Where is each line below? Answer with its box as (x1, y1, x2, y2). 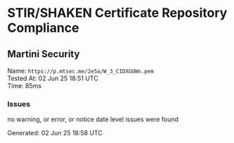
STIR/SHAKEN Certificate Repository (7, 5, 228, 21)
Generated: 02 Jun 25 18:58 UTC (7, 129, 103, 137)
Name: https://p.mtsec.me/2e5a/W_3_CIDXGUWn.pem (7, 67, 155, 75)
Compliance (7, 20, 79, 36)
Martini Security (7, 48, 80, 60)
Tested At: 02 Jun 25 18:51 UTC (7, 74, 98, 82)
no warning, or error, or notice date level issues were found (7, 115, 179, 124)
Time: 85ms (7, 82, 42, 89)
